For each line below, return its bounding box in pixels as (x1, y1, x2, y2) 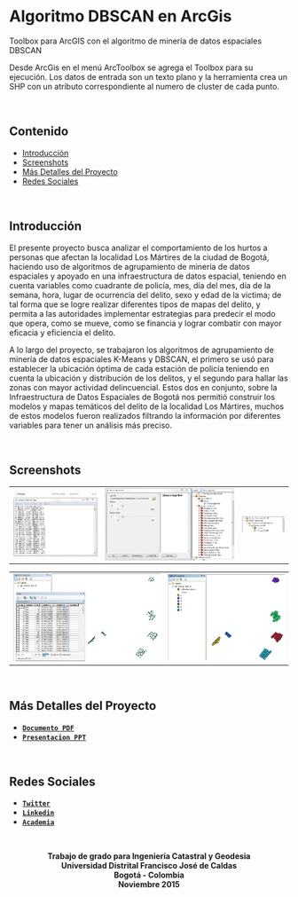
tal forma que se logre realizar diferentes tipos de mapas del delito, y (9, 299, 261, 310)
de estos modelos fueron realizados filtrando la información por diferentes (9, 410, 281, 421)
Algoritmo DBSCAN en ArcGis (9, 6, 232, 27)
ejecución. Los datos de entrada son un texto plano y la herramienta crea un (9, 71, 288, 82)
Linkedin (21, 809, 55, 818)
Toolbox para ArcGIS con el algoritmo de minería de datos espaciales (9, 35, 263, 46)
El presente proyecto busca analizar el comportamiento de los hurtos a (9, 242, 268, 253)
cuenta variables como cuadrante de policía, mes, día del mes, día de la (9, 279, 271, 290)
